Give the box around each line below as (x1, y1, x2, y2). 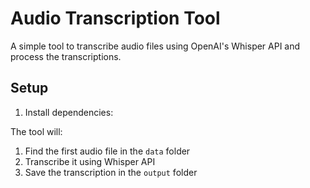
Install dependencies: (24, 106, 114, 118)
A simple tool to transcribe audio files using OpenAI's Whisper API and (10, 40, 301, 52)
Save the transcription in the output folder (24, 166, 198, 178)
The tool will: (10, 125, 63, 137)
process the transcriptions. (10, 50, 122, 62)
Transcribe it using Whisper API (24, 155, 156, 167)
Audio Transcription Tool (10, 7, 221, 30)
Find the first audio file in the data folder (24, 145, 191, 157)
